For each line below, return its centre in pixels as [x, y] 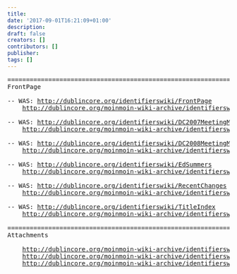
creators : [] [26, 40]
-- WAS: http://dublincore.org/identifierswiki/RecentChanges [117, 185]
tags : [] [20, 60]
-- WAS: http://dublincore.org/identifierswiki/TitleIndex [112, 207]
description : [26, 27]
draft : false [26, 34]
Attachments [28, 235]
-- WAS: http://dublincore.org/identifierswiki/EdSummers [110, 164]
